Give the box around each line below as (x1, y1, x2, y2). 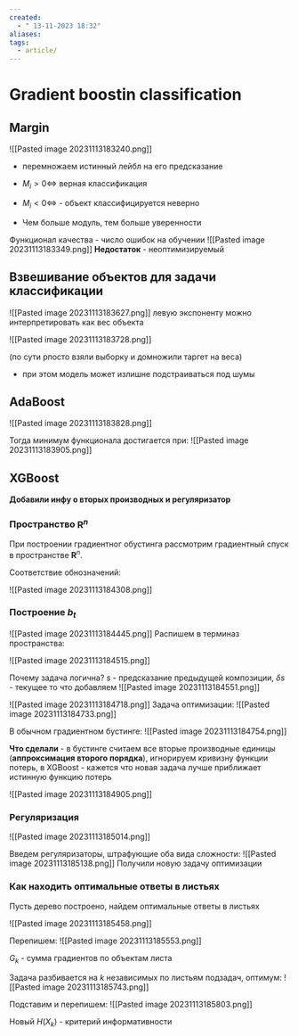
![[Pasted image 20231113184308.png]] (9, 584, 153, 595)
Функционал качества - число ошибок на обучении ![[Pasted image (9, 234, 265, 245)
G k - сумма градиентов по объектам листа (9, 952, 173, 966)
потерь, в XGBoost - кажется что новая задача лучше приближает (9, 762, 262, 773)
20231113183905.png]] (9, 445, 93, 456)
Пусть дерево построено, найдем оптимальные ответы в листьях (9, 900, 260, 911)
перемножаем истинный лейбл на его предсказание (21, 161, 223, 172)
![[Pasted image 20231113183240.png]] (9, 144, 153, 154)
